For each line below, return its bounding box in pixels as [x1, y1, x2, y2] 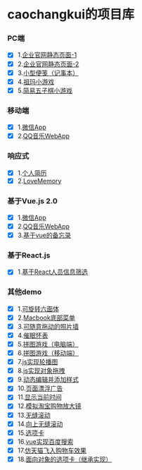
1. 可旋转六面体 [17, 304, 60, 313]
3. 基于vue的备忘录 [17, 231, 72, 240]
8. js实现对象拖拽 [17, 366, 65, 375]
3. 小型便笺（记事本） [17, 68, 79, 77]
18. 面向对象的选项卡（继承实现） [17, 454, 112, 463]
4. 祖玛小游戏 [17, 77, 55, 85]
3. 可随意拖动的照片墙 [17, 322, 79, 330]
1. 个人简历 [17, 169, 47, 177]
